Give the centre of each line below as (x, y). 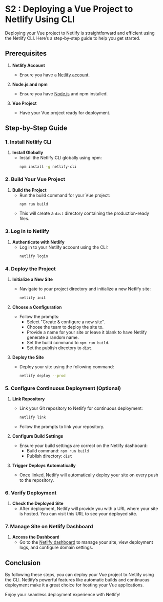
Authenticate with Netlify (38, 242)
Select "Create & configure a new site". (66, 322)
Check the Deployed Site (38, 503)
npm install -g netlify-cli (48, 167)
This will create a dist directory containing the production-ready (84, 213)
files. (24, 219)
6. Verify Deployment (31, 492)
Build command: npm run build (58, 450)
